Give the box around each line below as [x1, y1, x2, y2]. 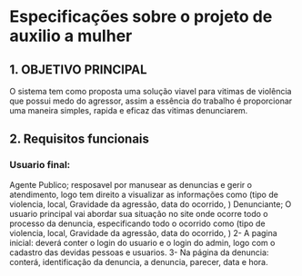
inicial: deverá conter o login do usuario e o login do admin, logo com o [9, 237, 276, 248]
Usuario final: [9, 159, 71, 172]
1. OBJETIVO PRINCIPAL [9, 62, 147, 77]
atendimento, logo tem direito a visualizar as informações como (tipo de [9, 189, 279, 200]
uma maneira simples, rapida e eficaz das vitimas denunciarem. [9, 105, 248, 115]
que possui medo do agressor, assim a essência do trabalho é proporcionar [9, 95, 293, 106]
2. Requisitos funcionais [9, 132, 150, 147]
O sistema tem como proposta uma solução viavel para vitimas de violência [9, 86, 292, 96]
